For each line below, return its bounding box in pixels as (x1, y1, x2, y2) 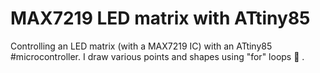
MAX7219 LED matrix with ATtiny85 (10, 7, 311, 30)
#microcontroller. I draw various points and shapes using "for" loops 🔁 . (10, 50, 305, 62)
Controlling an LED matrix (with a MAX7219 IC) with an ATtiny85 (10, 40, 273, 52)
